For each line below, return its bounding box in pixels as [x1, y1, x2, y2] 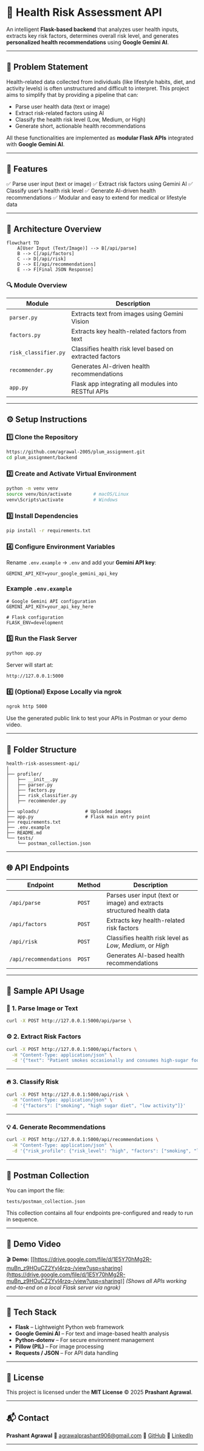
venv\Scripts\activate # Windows [6, 497, 118, 503]
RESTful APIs [71, 387, 109, 395]
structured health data [106, 906, 170, 915]
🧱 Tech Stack [6, 1307, 57, 1318]
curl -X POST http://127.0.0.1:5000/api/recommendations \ [6, 1137, 159, 1143]
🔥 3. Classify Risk [6, 1078, 59, 1086]
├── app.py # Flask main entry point [6, 813, 151, 820]
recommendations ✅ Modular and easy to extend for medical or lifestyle [6, 194, 187, 201]
